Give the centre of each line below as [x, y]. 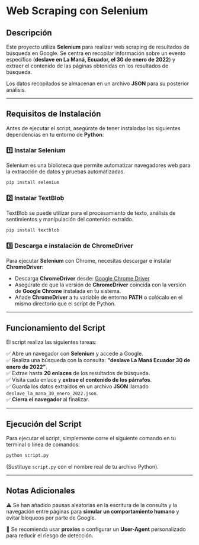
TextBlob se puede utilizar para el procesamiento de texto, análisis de [91, 213]
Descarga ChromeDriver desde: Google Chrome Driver [82, 279]
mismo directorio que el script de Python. [65, 304]
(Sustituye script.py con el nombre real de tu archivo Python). [82, 466]
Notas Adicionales [41, 491]
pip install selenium [33, 183]
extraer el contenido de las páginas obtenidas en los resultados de [87, 66]
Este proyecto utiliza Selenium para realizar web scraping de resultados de [98, 47]
